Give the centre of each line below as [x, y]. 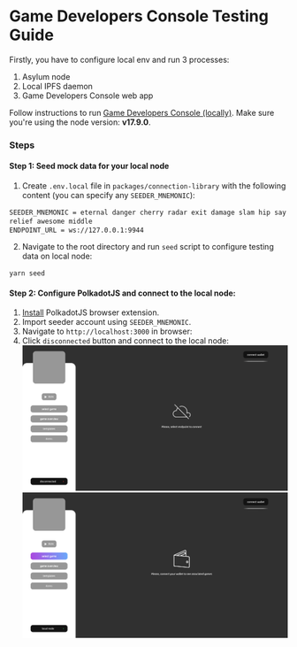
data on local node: [57, 256]
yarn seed [27, 273]
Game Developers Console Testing [139, 16]
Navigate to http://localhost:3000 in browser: [107, 331]
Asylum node [46, 76]
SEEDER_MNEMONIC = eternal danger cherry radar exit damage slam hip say [148, 213]
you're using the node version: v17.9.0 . [80, 122]
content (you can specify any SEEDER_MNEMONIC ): [109, 196]
